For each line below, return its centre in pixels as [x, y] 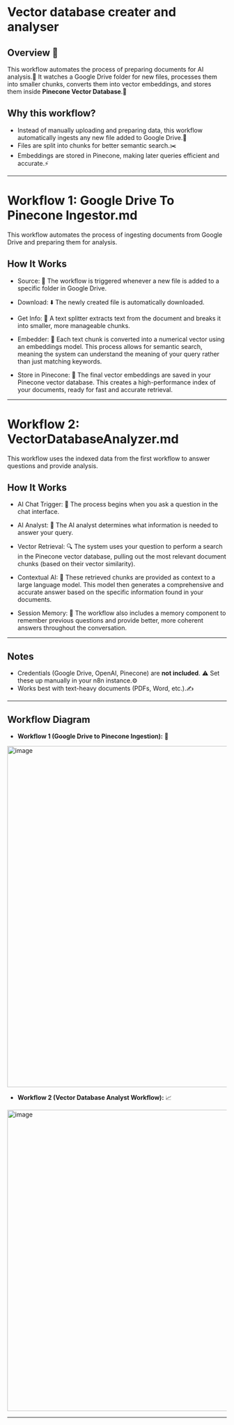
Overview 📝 [33, 53]
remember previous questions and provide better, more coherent [110, 621]
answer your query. [45, 533]
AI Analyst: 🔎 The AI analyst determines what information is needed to [118, 525]
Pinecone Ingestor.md [72, 215]
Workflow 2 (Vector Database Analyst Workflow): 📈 [94, 1097]
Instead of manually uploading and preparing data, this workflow [110, 130]
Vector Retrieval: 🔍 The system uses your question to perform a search [120, 547]
